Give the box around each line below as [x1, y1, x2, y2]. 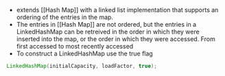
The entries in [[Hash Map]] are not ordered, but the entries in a [16, 21, 197, 28]
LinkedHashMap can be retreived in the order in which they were [16, 27, 200, 36]
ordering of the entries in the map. [16, 13, 114, 21]
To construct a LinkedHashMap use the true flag [16, 49, 154, 58]
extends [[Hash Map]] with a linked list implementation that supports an [16, 6, 219, 14]
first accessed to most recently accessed [16, 42, 134, 50]
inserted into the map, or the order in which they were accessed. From [16, 35, 215, 43]
